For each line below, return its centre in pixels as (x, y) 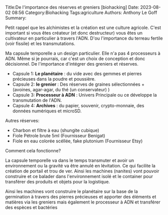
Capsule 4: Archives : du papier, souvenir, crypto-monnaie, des (78, 105)
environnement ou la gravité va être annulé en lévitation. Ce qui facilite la (80, 166)
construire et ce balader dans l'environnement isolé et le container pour (79, 176)
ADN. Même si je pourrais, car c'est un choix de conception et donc (75, 59)
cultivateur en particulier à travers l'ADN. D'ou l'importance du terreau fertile (84, 38)
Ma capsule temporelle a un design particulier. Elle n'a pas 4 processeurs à (83, 53)
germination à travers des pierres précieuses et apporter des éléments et (81, 197)
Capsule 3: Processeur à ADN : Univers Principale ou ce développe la (85, 95)
